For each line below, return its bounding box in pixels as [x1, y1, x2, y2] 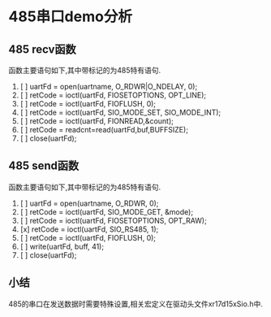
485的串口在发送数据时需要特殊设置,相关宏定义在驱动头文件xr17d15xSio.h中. [8, 298, 264, 309]
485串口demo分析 [8, 7, 132, 26]
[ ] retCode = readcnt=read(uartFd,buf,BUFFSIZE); [19, 125, 189, 134]
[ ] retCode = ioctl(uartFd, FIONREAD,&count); [19, 116, 174, 126]
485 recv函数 [8, 42, 77, 56]
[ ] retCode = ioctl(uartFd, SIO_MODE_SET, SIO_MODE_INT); [19, 107, 222, 117]
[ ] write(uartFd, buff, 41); [19, 241, 104, 251]
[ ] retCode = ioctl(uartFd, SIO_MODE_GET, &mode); [19, 206, 193, 216]
